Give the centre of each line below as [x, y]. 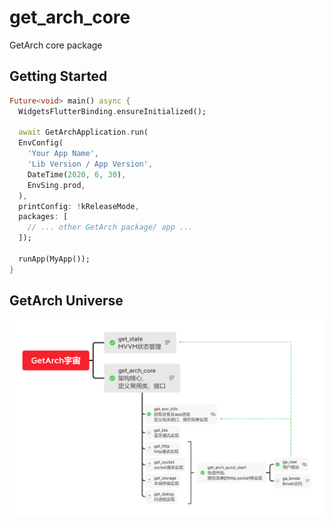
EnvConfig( [41, 143]
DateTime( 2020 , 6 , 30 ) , [77, 174]
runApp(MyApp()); [54, 259]
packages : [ [43, 217]
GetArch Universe [66, 301]
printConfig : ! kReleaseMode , [79, 206]
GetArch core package [56, 45]
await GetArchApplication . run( [83, 132]
